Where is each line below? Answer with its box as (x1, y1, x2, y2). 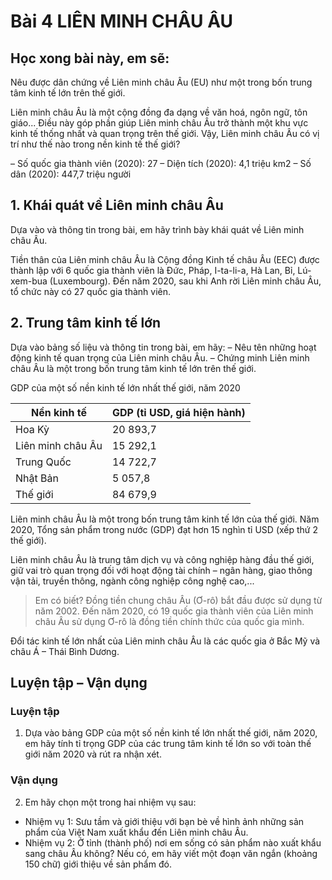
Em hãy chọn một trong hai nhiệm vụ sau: (24, 796, 197, 808)
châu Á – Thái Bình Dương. (10, 645, 120, 657)
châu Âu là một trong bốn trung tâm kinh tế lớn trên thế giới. (10, 362, 257, 374)
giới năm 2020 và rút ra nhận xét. (24, 748, 162, 760)
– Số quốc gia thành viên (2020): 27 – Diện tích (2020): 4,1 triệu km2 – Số (10, 158, 312, 169)
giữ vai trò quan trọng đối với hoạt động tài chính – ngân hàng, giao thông (10, 564, 313, 576)
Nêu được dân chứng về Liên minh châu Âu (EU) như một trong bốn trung (10, 76, 313, 88)
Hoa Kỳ (15, 422, 50, 436)
